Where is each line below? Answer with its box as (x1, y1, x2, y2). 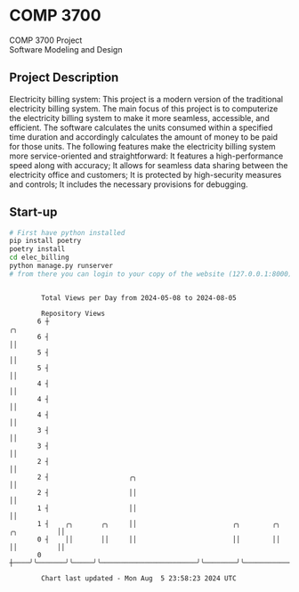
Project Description (9, 70, 119, 85)
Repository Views (41, 309, 105, 318)
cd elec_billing (9, 253, 69, 263)
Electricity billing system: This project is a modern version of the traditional (9, 93, 283, 104)
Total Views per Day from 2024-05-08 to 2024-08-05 (41, 293, 238, 303)
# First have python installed (9, 228, 125, 237)
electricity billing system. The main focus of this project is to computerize (9, 103, 279, 114)
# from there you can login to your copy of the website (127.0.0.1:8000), (9, 269, 296, 279)
